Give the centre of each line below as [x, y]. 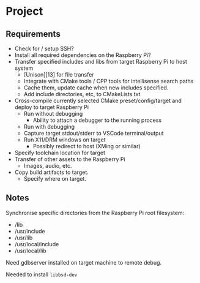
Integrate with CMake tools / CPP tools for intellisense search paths [109, 81]
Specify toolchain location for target [60, 153]
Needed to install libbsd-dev [42, 274]
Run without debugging [53, 114]
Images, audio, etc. [48, 166]
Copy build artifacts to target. [52, 172]
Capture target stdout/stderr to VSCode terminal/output [94, 133]
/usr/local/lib [30, 251]
